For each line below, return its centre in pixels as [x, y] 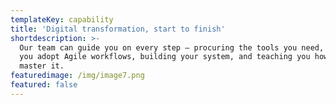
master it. [42, 66]
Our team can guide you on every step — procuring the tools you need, [172, 47]
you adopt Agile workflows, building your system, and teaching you [165, 57]
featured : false [44, 85]
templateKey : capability [62, 19]
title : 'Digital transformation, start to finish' [118, 29]
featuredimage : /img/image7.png [77, 76]
